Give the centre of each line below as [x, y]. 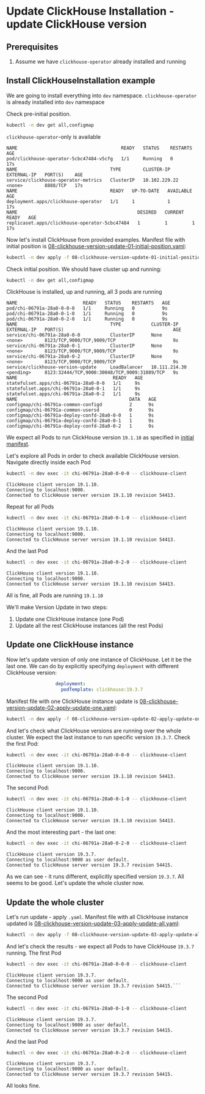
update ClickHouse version [77, 24]
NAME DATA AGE [81, 400]
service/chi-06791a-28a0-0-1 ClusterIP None [85, 346]
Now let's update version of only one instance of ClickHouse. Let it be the [99, 660]
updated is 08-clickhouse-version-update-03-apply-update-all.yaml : [93, 923]
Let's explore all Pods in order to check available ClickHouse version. [93, 456]
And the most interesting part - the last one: [61, 832]
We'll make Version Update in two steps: [57, 608]
